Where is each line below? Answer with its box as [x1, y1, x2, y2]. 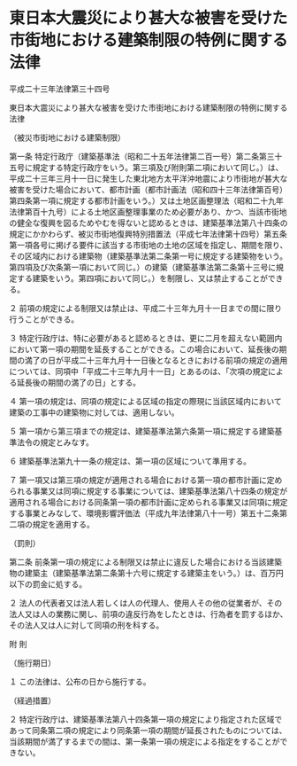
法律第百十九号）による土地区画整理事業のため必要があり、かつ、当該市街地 [9, 206, 287, 217]
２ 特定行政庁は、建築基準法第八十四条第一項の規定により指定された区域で [9, 714, 283, 724]
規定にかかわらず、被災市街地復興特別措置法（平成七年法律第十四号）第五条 [9, 228, 287, 239]
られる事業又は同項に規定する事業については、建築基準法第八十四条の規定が [9, 485, 288, 496]
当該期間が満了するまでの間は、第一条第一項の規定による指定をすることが [9, 736, 280, 746]
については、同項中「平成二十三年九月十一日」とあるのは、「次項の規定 [9, 365, 269, 377]
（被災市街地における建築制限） [9, 132, 126, 143]
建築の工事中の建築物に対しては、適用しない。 [9, 407, 179, 418]
